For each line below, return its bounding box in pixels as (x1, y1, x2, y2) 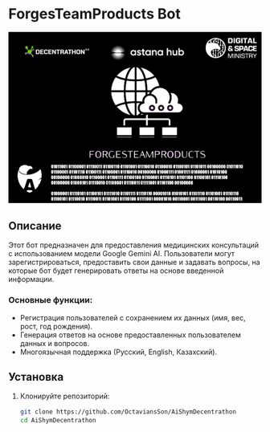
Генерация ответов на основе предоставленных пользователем (19, 330, 241, 340)
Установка (8, 370, 64, 384)
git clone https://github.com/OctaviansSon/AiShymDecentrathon (19, 408, 237, 416)
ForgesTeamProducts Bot (8, 5, 181, 23)
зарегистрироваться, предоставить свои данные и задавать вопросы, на (8, 258, 260, 267)
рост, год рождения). (19, 321, 93, 331)
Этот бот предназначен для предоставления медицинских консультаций (8, 240, 260, 250)
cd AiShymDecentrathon (19, 417, 96, 425)
